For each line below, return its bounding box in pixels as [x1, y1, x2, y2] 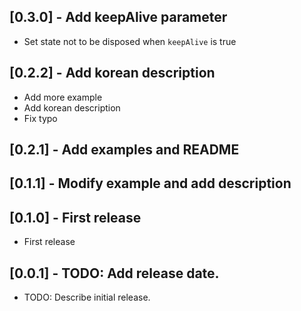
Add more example [23, 91, 103, 103]
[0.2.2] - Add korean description [9, 65, 216, 82]
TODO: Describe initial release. [23, 291, 151, 304]
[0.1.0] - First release [9, 209, 142, 226]
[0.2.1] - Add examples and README [9, 141, 240, 159]
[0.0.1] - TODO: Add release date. [9, 265, 220, 282]
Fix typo [23, 112, 58, 124]
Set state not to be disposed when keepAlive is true [23, 35, 237, 47]
